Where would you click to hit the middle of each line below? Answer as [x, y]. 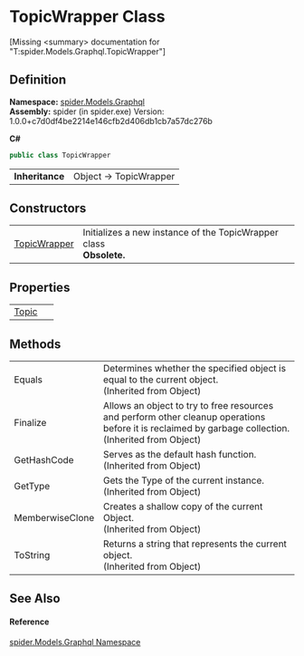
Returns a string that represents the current [195, 544]
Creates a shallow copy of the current [183, 506]
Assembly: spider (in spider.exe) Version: [87, 111]
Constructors [48, 209]
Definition [38, 80]
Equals [28, 380]
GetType [32, 487]
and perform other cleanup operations [184, 417]
